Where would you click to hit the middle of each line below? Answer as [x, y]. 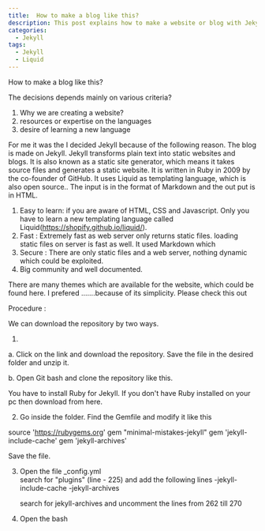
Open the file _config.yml [60, 471]
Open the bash [44, 518]
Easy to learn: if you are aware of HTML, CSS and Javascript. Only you [134, 210]
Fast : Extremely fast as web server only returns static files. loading [129, 235]
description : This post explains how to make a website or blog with [125, 23]
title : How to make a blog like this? [74, 15]
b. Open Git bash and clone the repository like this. [91, 378]
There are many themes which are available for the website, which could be [131, 284]
